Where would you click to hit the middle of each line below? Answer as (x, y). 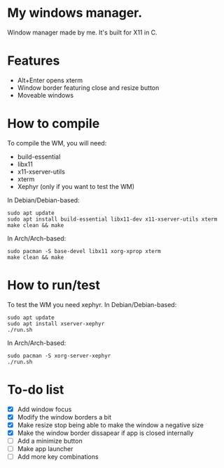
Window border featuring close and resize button (88, 87)
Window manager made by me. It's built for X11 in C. (82, 32)
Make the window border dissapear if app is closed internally (105, 433)
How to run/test (54, 285)
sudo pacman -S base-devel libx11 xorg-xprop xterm (84, 251)
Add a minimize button (50, 441)
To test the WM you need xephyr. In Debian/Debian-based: (92, 304)
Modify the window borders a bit (64, 417)
